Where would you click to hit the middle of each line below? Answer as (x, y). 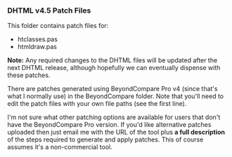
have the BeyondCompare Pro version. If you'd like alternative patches (109, 125)
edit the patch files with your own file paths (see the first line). (97, 104)
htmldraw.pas (37, 47)
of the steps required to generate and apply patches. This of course (105, 139)
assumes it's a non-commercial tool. (60, 147)
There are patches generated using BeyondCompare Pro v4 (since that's (112, 89)
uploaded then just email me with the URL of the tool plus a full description (116, 132)
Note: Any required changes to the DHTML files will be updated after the (112, 60)
